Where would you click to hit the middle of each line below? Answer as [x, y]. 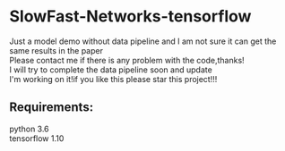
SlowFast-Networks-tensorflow [130, 17]
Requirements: [52, 108]
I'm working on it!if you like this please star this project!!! [113, 79]
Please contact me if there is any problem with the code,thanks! [127, 60]
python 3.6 [29, 129]
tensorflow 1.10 [37, 138]
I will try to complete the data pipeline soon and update [111, 70]
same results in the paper [56, 50]
